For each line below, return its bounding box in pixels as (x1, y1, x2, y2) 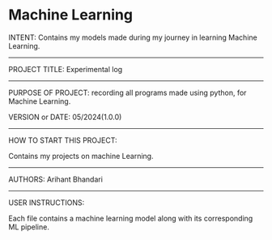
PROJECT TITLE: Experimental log (8, 64, 123, 74)
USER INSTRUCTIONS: (8, 197, 85, 208)
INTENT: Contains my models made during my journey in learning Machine (8, 32, 257, 42)
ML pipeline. (8, 221, 50, 232)
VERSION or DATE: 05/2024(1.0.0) (8, 112, 122, 122)
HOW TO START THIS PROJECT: (8, 135, 117, 145)
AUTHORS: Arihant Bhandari (8, 174, 104, 184)
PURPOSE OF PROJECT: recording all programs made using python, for (8, 88, 247, 97)
